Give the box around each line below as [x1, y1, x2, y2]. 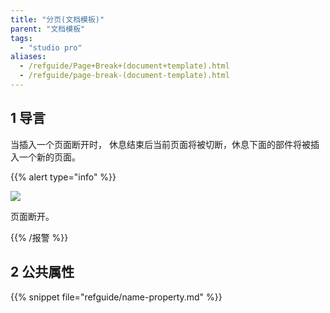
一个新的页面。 [18, 151, 81, 163]
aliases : [10, 52, 47, 62]
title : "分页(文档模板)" [10, 14, 105, 25]
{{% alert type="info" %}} [10, 171, 117, 183]
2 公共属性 [10, 264, 75, 281]
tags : [10, 33, 33, 43]
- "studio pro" [19, 42, 83, 53]
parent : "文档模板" [10, 24, 86, 34]
